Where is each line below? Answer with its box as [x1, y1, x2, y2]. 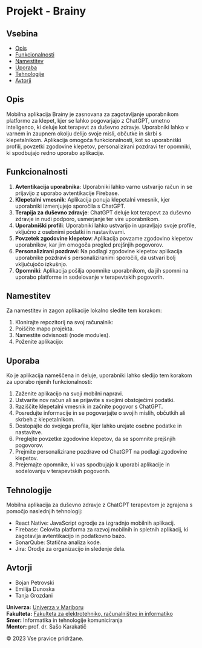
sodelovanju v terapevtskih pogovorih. [15, 468, 111, 475]
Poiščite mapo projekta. [15, 325, 74, 332]
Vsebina [6, 29, 38, 39]
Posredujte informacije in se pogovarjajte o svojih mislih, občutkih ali [15, 409, 186, 417]
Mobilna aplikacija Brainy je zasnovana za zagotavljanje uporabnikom [6, 111, 179, 118]
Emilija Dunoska [15, 585, 55, 593]
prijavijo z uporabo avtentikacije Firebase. [15, 189, 120, 197]
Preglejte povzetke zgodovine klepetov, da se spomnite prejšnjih [15, 435, 176, 443]
